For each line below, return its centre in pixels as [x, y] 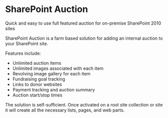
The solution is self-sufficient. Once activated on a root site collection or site [84, 104]
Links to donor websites [37, 84]
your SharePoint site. [27, 43]
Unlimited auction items [37, 63]
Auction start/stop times [37, 95]
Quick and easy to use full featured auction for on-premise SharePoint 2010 [83, 23]
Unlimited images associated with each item [58, 68]
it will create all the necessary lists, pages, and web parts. [65, 110]
